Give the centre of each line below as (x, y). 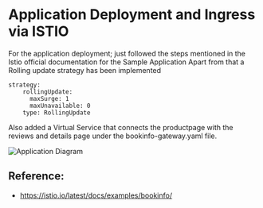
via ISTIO (39, 31)
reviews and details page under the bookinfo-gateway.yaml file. (113, 136)
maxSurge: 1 (49, 98)
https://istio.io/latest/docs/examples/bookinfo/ (96, 195)
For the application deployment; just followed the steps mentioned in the (127, 53)
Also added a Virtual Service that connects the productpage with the (121, 127)
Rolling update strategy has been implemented (85, 70)
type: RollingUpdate (57, 113)
